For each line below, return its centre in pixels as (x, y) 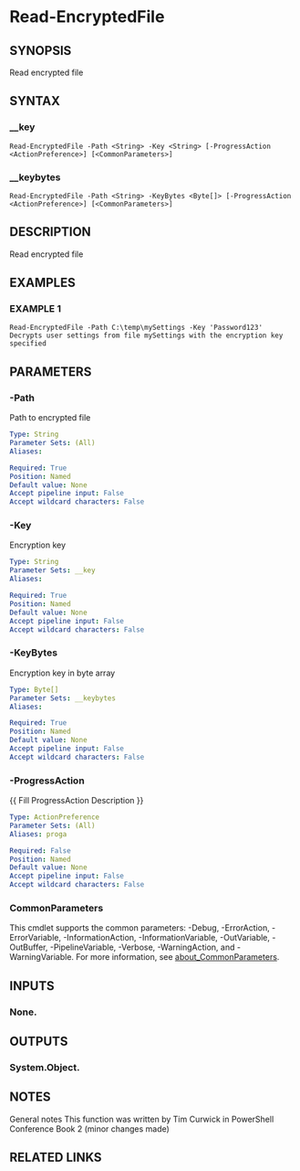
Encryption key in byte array (62, 673)
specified (28, 344)
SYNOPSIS (41, 51)
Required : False (40, 851)
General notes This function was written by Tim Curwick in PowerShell (142, 1119)
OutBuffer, (29, 947)
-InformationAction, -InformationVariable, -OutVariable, (167, 938)
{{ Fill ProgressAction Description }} (77, 801)
